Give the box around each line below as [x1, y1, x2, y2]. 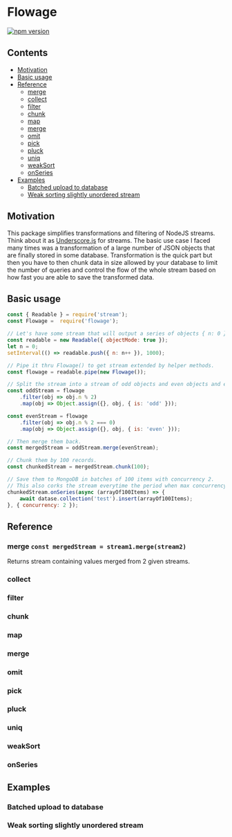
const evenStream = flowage [7, 412, 88, 419]
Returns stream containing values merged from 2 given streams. [7, 558, 190, 566]
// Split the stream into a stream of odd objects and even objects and [7, 381, 221, 388]
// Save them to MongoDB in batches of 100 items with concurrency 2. [7, 476, 215, 483]
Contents [7, 47, 48, 59]
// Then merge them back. [7, 438, 81, 445]
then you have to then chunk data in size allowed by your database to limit [7, 258, 218, 266]
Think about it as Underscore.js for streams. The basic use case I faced [7, 236, 211, 244]
